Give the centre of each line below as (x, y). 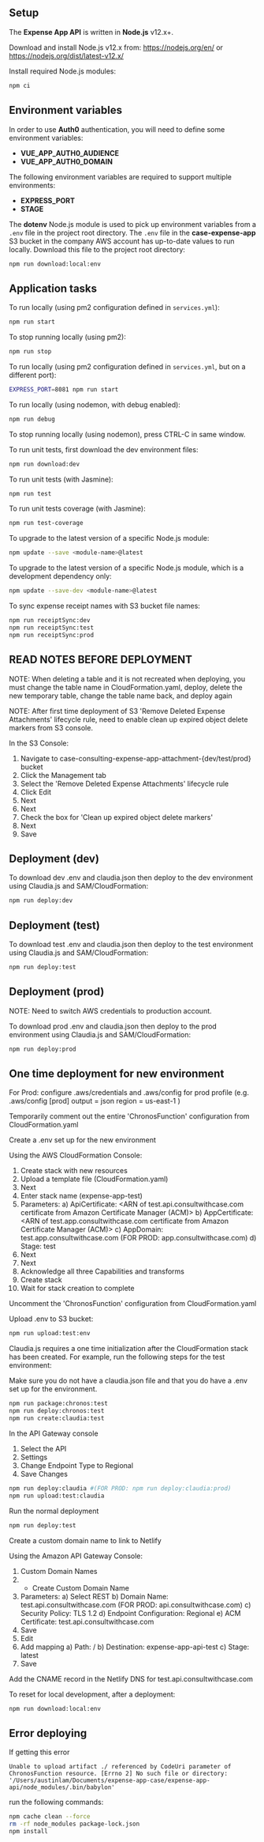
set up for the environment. (53, 1389)
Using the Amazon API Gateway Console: (76, 1556)
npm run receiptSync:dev (50, 621)
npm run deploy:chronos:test (57, 1411)
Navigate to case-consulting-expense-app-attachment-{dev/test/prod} (136, 758)
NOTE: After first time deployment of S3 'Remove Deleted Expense (117, 711)
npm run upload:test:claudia (57, 1496)
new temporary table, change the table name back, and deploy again (121, 696)
